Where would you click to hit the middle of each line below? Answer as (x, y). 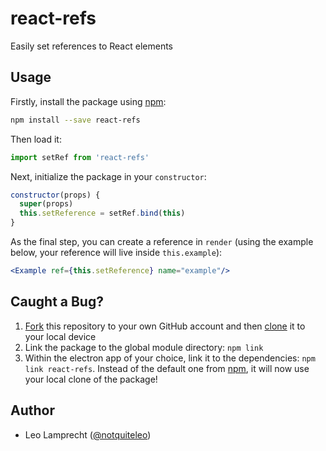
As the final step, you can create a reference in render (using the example (162, 241)
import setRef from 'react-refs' (80, 157)
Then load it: (36, 139)
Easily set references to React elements (91, 46)
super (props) (46, 204)
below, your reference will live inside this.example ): (116, 252)
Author (32, 410)
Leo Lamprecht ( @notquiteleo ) (88, 434)
